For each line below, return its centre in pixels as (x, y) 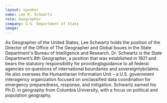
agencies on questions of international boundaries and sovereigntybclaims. (83, 69)
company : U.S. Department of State (42, 24)
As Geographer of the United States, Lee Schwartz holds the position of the (83, 42)
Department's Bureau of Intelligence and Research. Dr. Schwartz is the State (84, 53)
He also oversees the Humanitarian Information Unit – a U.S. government (80, 74)
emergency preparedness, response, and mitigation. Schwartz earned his (81, 85)
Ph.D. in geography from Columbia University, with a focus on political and (82, 90)
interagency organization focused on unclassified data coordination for (78, 80)
